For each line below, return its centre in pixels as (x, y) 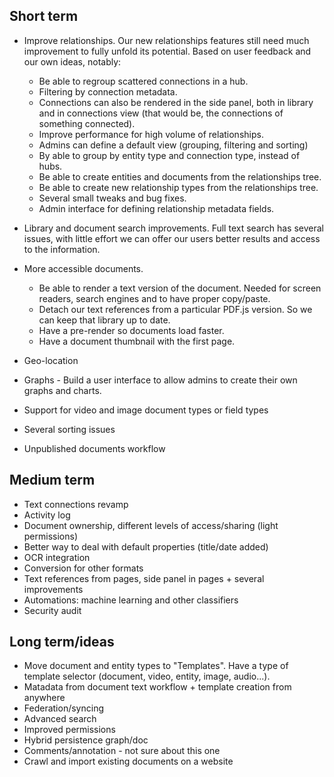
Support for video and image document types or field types (146, 410)
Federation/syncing (63, 708)
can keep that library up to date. (104, 320)
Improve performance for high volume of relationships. (151, 134)
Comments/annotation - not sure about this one (122, 751)
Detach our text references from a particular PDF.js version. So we (175, 309)
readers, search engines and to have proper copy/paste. (154, 298)
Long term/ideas (62, 642)
